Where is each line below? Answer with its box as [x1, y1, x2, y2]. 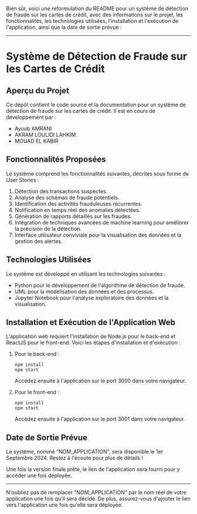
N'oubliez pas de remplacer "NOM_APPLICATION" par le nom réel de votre [6, 489, 186, 496]
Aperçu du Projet [6, 85, 69, 96]
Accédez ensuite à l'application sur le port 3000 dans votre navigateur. [14, 377, 186, 384]
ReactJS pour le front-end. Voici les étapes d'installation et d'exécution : [6, 339, 181, 346]
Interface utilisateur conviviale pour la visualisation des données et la [14, 231, 182, 238]
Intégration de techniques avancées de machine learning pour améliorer [14, 219, 189, 226]
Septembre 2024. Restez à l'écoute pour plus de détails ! [6, 455, 144, 462]
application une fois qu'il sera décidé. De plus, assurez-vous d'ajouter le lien [6, 495, 191, 502]
